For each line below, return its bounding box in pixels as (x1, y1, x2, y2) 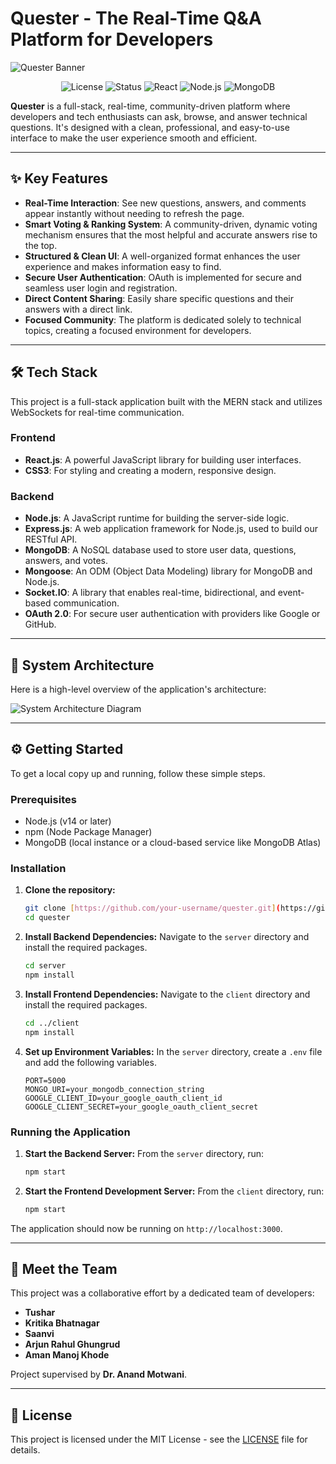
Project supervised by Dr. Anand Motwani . (10, 1368, 188, 1381)
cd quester (24, 913, 71, 923)
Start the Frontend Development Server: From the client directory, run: (24, 1185, 325, 1197)
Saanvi (24, 1328, 55, 1340)
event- (277, 587, 305, 599)
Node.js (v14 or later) (24, 815, 112, 827)
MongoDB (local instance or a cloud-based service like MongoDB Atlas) (24, 837, 322, 849)
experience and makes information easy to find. (24, 260, 222, 272)
